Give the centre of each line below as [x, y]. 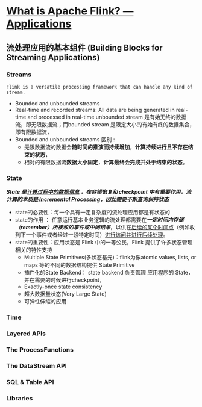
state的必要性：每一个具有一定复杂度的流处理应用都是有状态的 [93, 213]
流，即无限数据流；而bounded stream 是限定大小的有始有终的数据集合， [105, 124]
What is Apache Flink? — [70, 11]
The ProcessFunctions [40, 349]
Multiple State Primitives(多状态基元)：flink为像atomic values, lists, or [110, 258]
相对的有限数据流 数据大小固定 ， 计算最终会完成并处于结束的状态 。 [106, 162]
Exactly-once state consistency [63, 287]
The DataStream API [37, 365]
